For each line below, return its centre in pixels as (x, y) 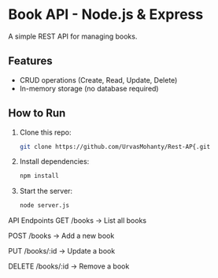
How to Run (37, 113)
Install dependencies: (54, 161)
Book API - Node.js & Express (106, 15)
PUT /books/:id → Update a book (62, 251)
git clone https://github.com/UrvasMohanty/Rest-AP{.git (115, 146)
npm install (39, 176)
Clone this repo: (45, 132)
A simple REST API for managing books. (73, 36)
